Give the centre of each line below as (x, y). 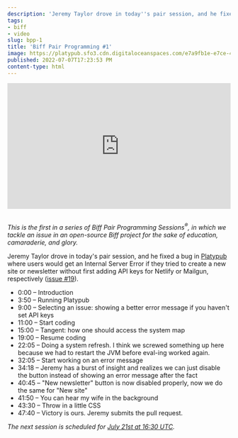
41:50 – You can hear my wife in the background (88, 398)
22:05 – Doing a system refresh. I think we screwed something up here (121, 345)
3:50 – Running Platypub (53, 300)
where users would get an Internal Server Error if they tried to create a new (117, 264)
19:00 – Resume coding (52, 337)
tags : (15, 21)
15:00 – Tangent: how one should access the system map (101, 330)
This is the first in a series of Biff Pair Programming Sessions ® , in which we (117, 226)
